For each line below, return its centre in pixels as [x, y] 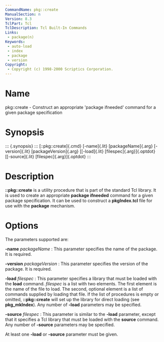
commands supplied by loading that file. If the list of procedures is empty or [82, 294]
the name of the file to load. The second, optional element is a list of [74, 289]
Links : [12, 33]
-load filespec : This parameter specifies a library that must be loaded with [81, 278]
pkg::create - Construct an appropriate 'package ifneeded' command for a [81, 107]
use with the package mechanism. [40, 205]
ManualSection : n [23, 14]
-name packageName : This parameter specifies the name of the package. [81, 249]
